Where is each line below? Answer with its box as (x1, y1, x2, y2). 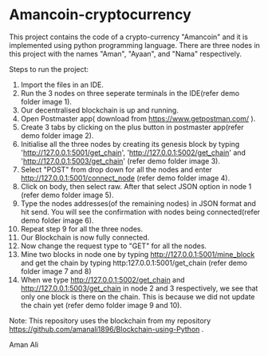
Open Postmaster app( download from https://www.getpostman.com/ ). (20, 113, 256, 123)
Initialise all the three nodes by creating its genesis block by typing (20, 139, 240, 148)
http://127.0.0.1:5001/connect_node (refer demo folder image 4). (20, 173, 231, 183)
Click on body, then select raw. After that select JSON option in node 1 (20, 181, 252, 191)
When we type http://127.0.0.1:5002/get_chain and (20, 275, 186, 284)
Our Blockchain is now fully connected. (20, 232, 150, 242)
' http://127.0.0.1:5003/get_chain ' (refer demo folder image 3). (20, 156, 220, 165)
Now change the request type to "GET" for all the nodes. (20, 241, 207, 251)
